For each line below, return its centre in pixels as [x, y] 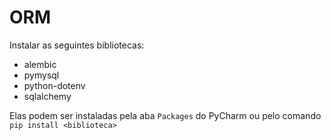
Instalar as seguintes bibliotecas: [77, 45]
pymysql [41, 75]
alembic [40, 64]
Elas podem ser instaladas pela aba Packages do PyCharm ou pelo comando [165, 115]
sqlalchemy [47, 96]
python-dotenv [54, 85]
